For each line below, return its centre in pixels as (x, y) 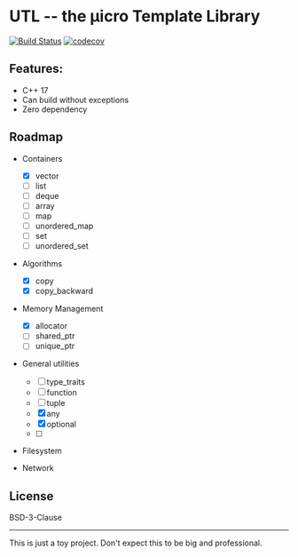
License (31, 496)
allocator (51, 326)
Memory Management (63, 309)
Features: (36, 69)
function (62, 393)
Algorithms (42, 264)
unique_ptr (55, 346)
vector (47, 176)
